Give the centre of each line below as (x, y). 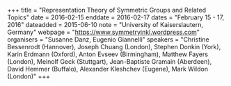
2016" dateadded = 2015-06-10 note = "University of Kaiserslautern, (105, 25)
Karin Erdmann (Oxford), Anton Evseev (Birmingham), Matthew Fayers (108, 54)
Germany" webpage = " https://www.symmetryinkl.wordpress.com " (104, 32)
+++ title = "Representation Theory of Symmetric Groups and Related (107, 10)
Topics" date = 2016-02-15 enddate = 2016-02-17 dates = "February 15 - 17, (116, 17)
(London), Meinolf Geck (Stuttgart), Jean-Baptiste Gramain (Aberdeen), (110, 61)
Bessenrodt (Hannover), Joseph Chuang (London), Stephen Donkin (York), (114, 47)
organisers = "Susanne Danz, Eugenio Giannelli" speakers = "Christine (109, 40)
